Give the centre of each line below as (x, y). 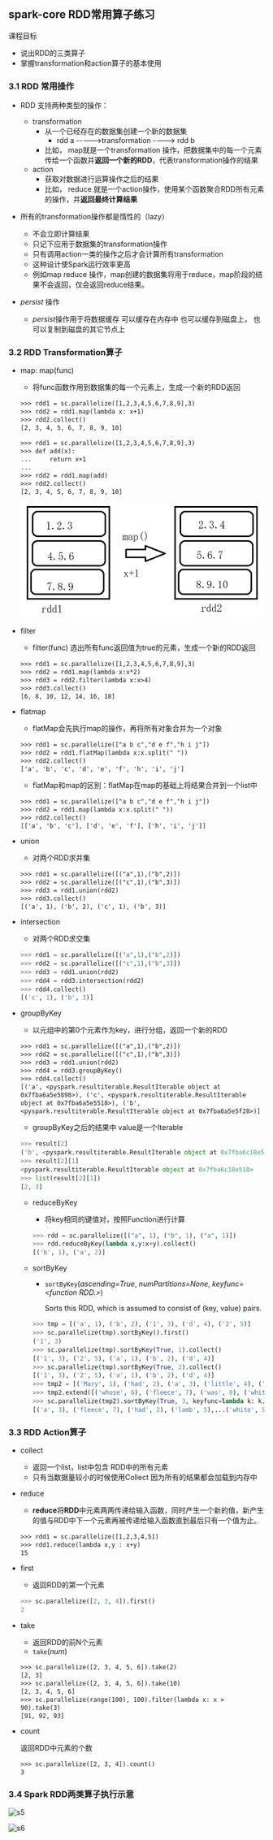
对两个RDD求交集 (61, 939)
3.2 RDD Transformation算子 (66, 353)
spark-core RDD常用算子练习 (82, 15)
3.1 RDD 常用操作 (41, 86)
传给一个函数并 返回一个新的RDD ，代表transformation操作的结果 (151, 160)
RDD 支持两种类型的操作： (64, 106)
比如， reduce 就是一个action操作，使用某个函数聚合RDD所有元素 (154, 189)
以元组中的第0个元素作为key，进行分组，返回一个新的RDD (130, 1030)
